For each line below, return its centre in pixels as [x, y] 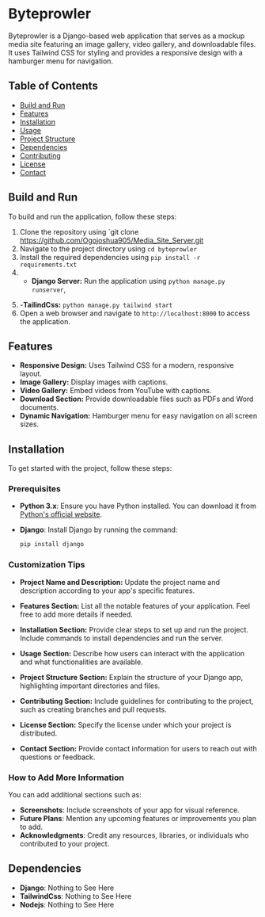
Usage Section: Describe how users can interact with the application [132, 653]
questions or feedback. [57, 757]
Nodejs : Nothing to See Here [67, 904]
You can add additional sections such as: [75, 794]
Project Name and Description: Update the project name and [119, 582]
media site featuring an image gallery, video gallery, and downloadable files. [132, 44]
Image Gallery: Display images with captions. [94, 382]
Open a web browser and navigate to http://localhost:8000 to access [135, 313]
